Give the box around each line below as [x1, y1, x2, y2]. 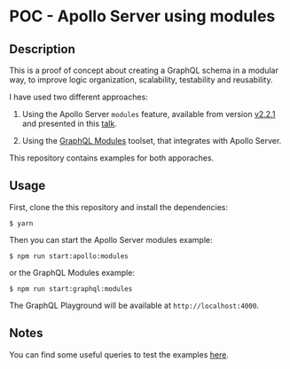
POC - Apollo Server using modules [9, 6, 276, 27]
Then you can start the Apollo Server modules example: [9, 234, 213, 245]
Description [9, 42, 75, 57]
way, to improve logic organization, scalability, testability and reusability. [9, 75, 273, 85]
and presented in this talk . [21, 118, 117, 129]
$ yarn [9, 219, 34, 228]
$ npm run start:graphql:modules [9, 284, 133, 294]
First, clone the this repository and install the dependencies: [9, 201, 229, 212]
